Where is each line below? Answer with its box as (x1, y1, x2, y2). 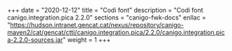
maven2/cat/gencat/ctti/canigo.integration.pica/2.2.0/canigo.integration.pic (7, 28, 225, 36)
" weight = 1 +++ (62, 36, 111, 44)
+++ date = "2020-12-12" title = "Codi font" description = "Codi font (7, 6, 204, 14)
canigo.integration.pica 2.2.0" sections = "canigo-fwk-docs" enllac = (7, 13, 206, 22)
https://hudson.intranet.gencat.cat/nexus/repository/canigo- (10, 21, 184, 29)
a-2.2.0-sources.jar (7, 36, 64, 44)
